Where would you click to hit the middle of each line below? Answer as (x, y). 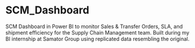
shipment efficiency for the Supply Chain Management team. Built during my (97, 32)
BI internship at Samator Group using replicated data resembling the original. (97, 39)
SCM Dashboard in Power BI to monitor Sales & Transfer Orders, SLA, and (94, 26)
